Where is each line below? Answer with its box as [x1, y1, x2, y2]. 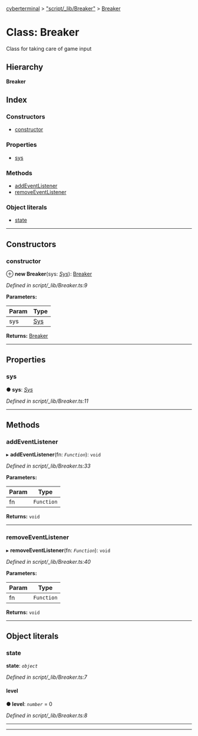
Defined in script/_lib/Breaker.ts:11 [6, 397, 88, 405]
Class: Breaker [6, 26, 80, 39]
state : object [6, 662, 38, 669]
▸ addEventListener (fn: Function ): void [6, 451, 101, 458]
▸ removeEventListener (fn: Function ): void [6, 547, 111, 554]
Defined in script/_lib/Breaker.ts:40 [6, 558, 91, 565]
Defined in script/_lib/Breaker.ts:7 [6, 673, 87, 681]
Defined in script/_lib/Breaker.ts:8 [6, 712, 88, 719]
